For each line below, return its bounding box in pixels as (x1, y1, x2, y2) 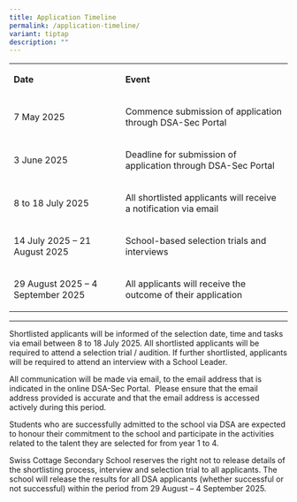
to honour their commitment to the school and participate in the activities (9, 429, 275, 439)
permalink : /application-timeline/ (9, 21, 141, 30)
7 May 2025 (13, 111, 65, 124)
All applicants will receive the (125, 278, 246, 290)
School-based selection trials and (125, 235, 267, 247)
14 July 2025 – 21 (13, 235, 91, 247)
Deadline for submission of (125, 148, 237, 161)
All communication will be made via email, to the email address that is (9, 374, 263, 384)
